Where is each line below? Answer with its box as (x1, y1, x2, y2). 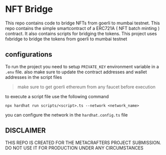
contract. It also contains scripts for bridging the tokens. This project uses (5, 30, 157, 36)
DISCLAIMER (5, 126, 46, 135)
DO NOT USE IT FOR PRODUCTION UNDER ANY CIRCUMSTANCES (5, 145, 144, 151)
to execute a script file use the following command (5, 93, 109, 99)
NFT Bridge (5, 3, 53, 15)
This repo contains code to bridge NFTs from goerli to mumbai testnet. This (5, 20, 161, 26)
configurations (5, 50, 52, 59)
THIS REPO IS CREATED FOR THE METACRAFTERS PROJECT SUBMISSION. (5, 140, 162, 146)
